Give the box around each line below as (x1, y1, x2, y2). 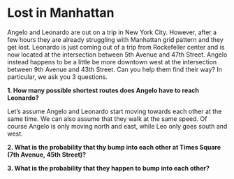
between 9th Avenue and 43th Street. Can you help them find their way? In (7, 65, 222, 73)
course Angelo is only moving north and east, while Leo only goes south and (7, 122, 228, 130)
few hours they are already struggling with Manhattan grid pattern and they (7, 35, 224, 43)
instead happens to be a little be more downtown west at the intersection (7, 57, 217, 66)
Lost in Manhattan (7, 5, 115, 21)
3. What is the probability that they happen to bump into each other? (7, 164, 210, 172)
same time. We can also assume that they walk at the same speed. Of (7, 114, 207, 123)
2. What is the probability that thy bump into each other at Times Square (7, 143, 221, 151)
